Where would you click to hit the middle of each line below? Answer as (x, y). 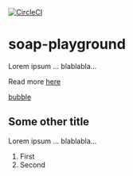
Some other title (49, 122)
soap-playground (67, 44)
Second (33, 165)
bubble (20, 97)
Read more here (35, 81)
